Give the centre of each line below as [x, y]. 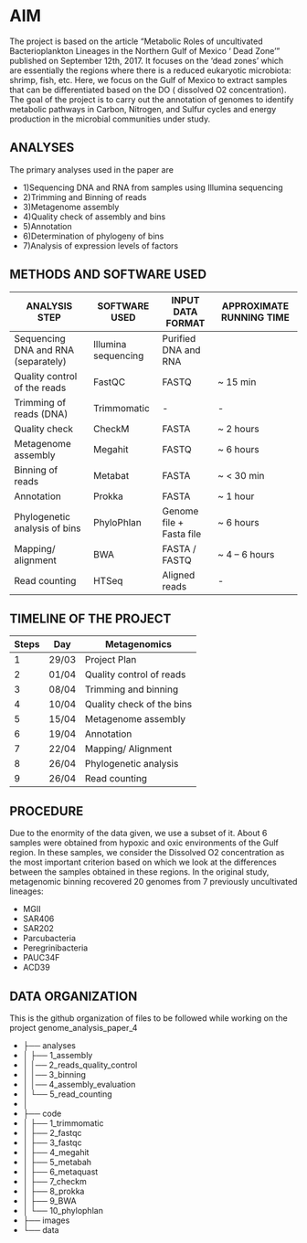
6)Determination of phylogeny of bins [93, 236]
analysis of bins [48, 528]
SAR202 [38, 929]
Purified [179, 338]
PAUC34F [41, 958]
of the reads [40, 388]
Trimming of [40, 402]
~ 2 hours [238, 429]
